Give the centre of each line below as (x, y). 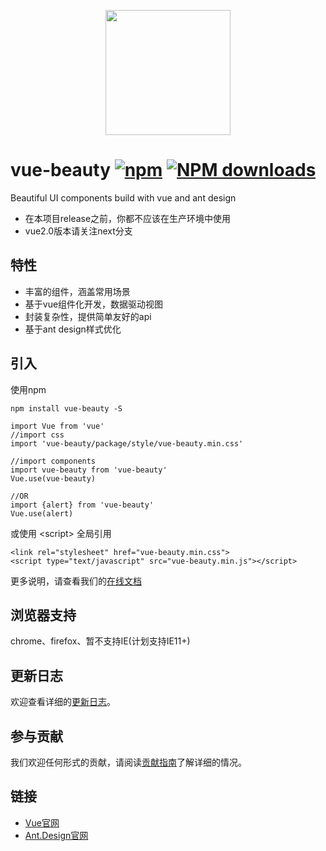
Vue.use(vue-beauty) (53, 478)
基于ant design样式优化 (73, 329)
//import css (37, 435)
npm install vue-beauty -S (66, 408)
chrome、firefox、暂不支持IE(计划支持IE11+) (100, 641)
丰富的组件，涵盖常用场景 (77, 291)
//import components (53, 461)
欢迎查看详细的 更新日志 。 (63, 702)
